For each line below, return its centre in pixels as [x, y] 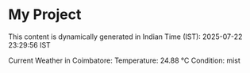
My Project [45, 15]
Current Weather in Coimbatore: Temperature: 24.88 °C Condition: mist [124, 60]
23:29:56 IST [30, 44]
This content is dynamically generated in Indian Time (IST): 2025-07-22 [125, 36]
